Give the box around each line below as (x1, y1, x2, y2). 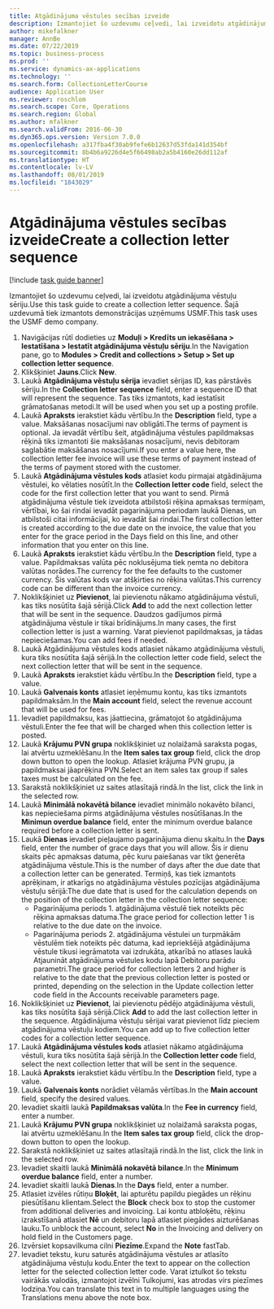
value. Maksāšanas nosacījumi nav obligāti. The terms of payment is (20, 418, 248, 428)
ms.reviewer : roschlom (9, 95, 86, 103)
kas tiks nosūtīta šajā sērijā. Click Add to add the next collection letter (20, 600, 253, 611)
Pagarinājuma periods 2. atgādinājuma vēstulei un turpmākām (33, 929, 241, 939)
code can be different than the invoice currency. (20, 583, 183, 593)
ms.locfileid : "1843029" (9, 178, 94, 187)
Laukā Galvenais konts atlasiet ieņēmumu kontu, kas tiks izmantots (20, 687, 247, 697)
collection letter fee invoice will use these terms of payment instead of (20, 453, 257, 463)
